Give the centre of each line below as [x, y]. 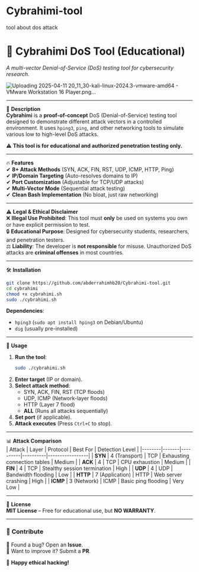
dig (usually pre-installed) [46, 329]
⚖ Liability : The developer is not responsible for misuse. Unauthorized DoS [99, 246]
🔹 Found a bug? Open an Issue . [45, 545]
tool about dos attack [32, 27]
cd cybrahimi [22, 288]
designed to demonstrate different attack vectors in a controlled [84, 121]
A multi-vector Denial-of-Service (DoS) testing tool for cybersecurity [90, 68]
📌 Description [23, 109]
